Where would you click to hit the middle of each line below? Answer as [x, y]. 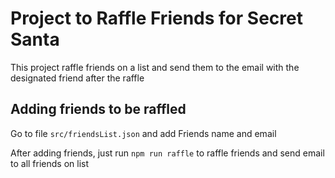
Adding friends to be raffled [98, 109]
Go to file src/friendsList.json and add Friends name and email [143, 133]
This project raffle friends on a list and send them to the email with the [155, 67]
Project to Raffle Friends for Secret [156, 18]
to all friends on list [50, 163]
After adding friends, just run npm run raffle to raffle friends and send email [167, 153]
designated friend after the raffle [77, 78]
